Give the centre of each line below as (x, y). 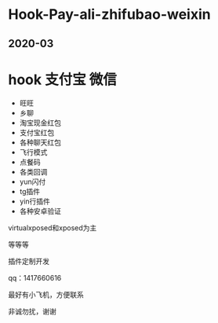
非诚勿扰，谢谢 (32, 311)
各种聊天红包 (40, 142)
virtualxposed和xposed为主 (53, 228)
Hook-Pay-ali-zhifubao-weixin (109, 15)
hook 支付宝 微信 (63, 79)
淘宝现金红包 (40, 123)
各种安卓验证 (40, 211)
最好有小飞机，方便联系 (46, 294)
